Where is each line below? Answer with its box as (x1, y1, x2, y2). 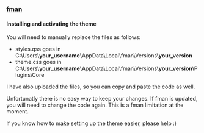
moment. (6, 108, 29, 115)
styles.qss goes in (15, 45, 61, 53)
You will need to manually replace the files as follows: (6, 34, 141, 41)
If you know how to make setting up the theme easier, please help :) (6, 120, 177, 127)
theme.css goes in (15, 59, 62, 66)
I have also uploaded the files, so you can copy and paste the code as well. (6, 83, 195, 90)
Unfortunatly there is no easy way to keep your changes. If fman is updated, (6, 95, 198, 102)
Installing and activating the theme (6, 20, 97, 27)
